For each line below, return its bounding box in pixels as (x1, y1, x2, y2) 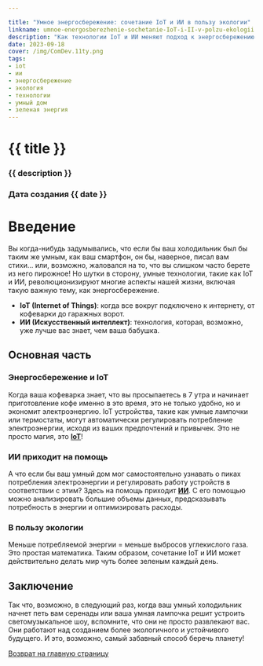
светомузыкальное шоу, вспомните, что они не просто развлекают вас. (8, 617, 250, 627)
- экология (8, 84, 44, 92)
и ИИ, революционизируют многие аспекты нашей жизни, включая (8, 277, 236, 287)
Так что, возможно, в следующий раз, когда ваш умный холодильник (8, 600, 242, 609)
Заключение (8, 579, 74, 593)
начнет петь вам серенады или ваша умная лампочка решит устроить (8, 609, 246, 618)
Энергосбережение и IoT (8, 372, 109, 383)
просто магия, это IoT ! (8, 431, 84, 441)
